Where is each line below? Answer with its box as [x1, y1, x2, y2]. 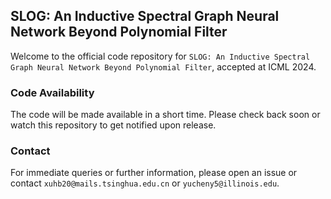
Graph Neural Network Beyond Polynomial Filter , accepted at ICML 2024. [10, 60, 317, 73]
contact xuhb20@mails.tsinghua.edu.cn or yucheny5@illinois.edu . [10, 177, 280, 189]
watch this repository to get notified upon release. [10, 119, 217, 131]
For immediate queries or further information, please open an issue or [10, 167, 298, 179]
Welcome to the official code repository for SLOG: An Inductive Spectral [10, 50, 311, 62]
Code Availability [10, 85, 95, 99]
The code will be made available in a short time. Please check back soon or [10, 109, 321, 121]
